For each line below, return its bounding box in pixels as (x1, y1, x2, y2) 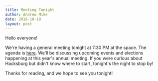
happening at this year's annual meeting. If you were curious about (5, 55, 143, 61)
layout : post (5, 21, 32, 26)
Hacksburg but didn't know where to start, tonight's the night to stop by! (5, 60, 154, 66)
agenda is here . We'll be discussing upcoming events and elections (5, 50, 144, 56)
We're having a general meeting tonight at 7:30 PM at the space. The (5, 44, 147, 50)
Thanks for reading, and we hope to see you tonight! (5, 70, 113, 76)
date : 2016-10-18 (5, 16, 41, 21)
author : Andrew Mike (5, 12, 48, 17)
